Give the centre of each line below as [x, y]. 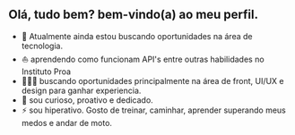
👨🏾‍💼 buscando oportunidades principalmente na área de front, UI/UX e [152, 80]
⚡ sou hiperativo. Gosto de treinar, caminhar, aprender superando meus [153, 110]
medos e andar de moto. [67, 122]
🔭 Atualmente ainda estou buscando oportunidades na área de [137, 36]
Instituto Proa [46, 72]
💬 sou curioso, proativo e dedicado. [87, 100]
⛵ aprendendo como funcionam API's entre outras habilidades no [143, 59]
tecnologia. [42, 46]
